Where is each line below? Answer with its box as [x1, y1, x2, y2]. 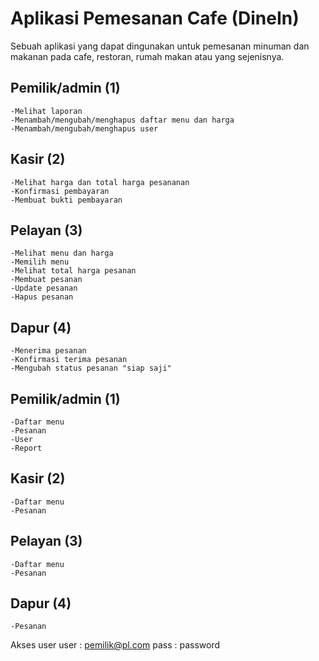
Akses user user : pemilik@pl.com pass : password [10, 639, 221, 651]
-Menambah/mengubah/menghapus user [10, 123, 159, 134]
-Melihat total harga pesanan [10, 266, 137, 276]
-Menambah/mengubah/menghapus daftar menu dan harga [10, 115, 235, 125]
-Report [10, 443, 43, 453]
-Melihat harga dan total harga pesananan [10, 177, 190, 187]
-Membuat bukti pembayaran [10, 195, 123, 205]
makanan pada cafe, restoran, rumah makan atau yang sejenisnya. [10, 50, 285, 62]
